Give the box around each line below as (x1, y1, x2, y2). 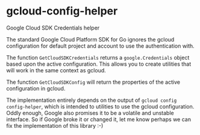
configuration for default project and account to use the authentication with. (6, 42, 195, 49)
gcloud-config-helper (6, 4, 118, 18)
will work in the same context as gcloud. (6, 66, 107, 74)
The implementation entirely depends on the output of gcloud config (6, 96, 177, 104)
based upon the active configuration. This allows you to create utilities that (6, 60, 192, 67)
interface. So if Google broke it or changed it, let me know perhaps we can (6, 116, 192, 123)
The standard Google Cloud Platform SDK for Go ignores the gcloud (6, 36, 175, 43)
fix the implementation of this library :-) (6, 122, 104, 129)
